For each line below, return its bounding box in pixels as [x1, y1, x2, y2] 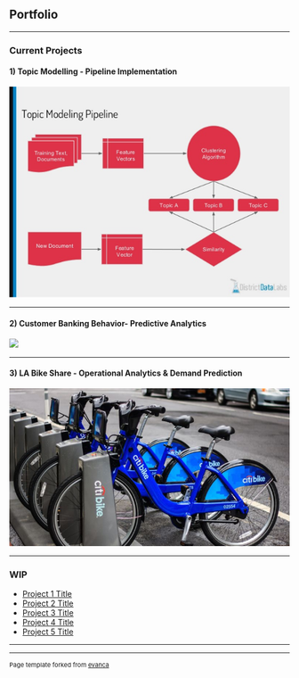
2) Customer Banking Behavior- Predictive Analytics [9, 318, 207, 328]
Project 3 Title [21, 607, 74, 618]
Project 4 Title [21, 616, 74, 627]
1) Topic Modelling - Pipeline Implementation [9, 66, 178, 77]
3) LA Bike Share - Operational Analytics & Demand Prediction [9, 368, 243, 378]
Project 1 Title [21, 588, 73, 599]
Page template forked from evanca [9, 660, 109, 669]
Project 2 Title [21, 598, 74, 608]
